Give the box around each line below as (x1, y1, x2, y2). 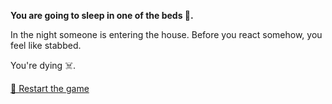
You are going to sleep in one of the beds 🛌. (10, 10, 194, 21)
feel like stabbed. (10, 40, 82, 51)
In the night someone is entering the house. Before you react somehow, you (10, 29, 323, 40)
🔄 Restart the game (10, 83, 90, 94)
